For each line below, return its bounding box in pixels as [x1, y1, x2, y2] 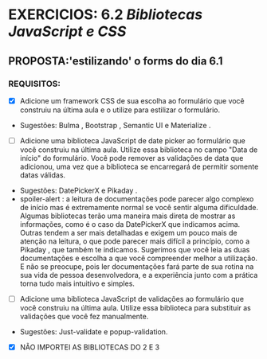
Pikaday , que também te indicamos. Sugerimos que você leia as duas [19, 245, 250, 254]
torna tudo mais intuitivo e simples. [19, 279, 135, 288]
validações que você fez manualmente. [19, 312, 149, 322]
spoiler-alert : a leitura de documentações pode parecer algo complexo [19, 194, 254, 204]
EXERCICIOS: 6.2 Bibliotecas [8, 6, 203, 24]
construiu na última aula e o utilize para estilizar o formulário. [19, 105, 221, 115]
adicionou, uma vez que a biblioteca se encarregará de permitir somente [19, 162, 259, 171]
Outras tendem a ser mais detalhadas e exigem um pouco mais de [19, 228, 238, 237]
